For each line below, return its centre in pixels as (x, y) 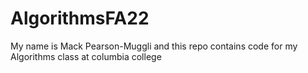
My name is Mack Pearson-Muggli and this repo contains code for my (154, 46)
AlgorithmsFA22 (80, 18)
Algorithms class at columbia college (86, 56)
